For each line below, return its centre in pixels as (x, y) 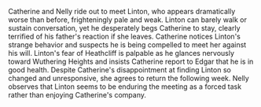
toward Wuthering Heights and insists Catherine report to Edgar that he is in (131, 61)
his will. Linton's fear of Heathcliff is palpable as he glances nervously (121, 53)
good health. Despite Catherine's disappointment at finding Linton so (120, 70)
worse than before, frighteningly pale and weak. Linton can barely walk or (128, 20)
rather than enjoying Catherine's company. (77, 95)
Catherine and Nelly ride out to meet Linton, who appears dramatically (122, 11)
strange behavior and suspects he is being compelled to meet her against (127, 45)
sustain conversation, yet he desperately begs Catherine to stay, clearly (125, 28)
